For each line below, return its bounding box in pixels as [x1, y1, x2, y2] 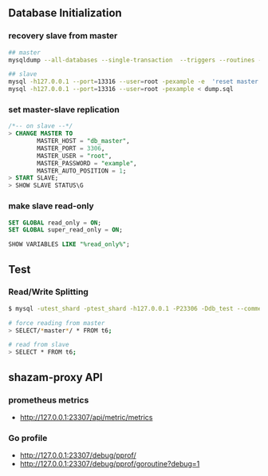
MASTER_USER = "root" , [37, 152, 112, 160]
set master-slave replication [8, 104, 120, 115]
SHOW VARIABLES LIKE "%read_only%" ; [8, 240, 130, 248]
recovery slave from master [8, 30, 118, 42]
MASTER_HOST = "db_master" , [37, 137, 130, 145]
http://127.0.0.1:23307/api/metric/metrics [19, 412, 153, 422]
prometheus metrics [8, 395, 89, 406]
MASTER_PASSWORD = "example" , [37, 159, 137, 167]
